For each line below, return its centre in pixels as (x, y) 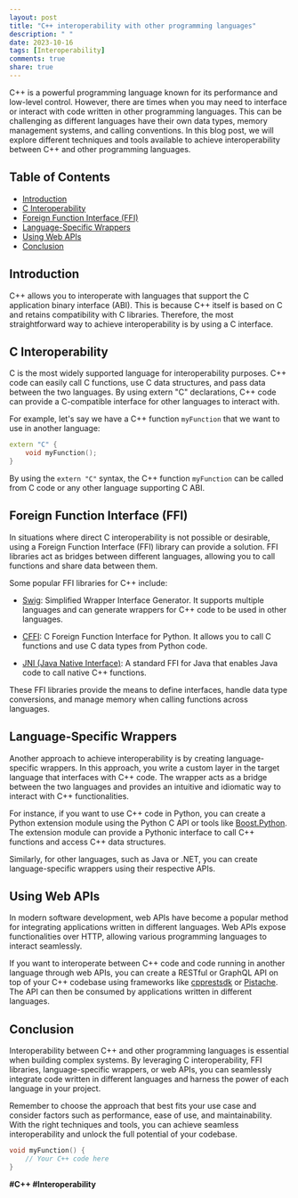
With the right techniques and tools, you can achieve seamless (124, 1125)
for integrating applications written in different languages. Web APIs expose (148, 927)
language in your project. (55, 1088)
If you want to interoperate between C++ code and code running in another (147, 964)
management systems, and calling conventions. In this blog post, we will (141, 130)
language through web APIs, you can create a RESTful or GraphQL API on (144, 973)
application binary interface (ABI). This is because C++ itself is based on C (146, 305)
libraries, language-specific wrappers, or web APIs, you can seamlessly (141, 1070)
